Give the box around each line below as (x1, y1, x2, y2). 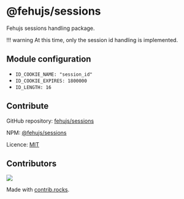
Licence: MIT (6, 140, 40, 148)
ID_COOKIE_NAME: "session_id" (15, 71, 93, 78)
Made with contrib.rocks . (6, 186, 70, 194)
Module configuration (6, 54, 91, 65)
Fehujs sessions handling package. (6, 24, 95, 32)
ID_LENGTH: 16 (15, 84, 52, 90)
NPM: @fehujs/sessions (6, 129, 67, 136)
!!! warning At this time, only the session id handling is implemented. (6, 36, 178, 43)
